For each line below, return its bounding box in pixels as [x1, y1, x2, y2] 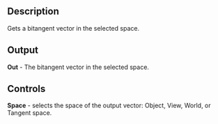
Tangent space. [7, 109, 52, 117]
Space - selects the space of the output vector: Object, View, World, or [7, 101, 211, 110]
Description [7, 6, 59, 17]
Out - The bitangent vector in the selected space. [7, 63, 150, 71]
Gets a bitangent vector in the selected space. [7, 24, 140, 32]
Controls [7, 83, 46, 95]
